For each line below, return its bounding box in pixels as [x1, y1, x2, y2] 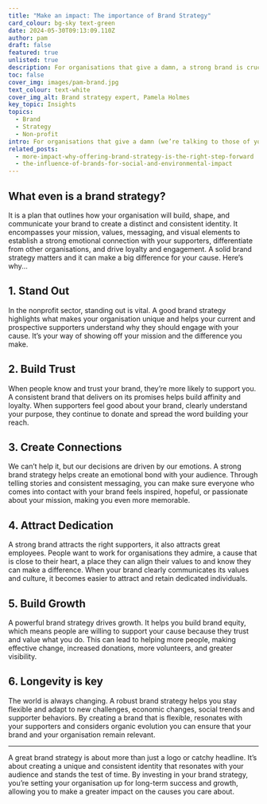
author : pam [8, 33, 48, 42]
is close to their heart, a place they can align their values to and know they [8, 557, 252, 567]
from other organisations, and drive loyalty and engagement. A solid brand [8, 244, 253, 253]
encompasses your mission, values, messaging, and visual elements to [8, 227, 241, 237]
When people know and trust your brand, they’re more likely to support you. [8, 383, 257, 393]
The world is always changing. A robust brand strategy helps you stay [8, 696, 237, 705]
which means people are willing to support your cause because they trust [8, 626, 249, 636]
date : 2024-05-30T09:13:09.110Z [8, 26, 115, 34]
